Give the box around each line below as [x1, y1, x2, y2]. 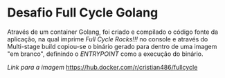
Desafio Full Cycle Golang [7, 5, 159, 21]
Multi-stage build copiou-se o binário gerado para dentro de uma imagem [7, 42, 217, 50]
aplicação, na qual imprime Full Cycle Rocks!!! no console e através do [7, 35, 208, 43]
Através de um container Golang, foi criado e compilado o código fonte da [7, 28, 219, 36]
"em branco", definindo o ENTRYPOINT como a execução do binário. [7, 50, 204, 58]
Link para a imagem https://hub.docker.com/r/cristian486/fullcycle [7, 63, 198, 71]
